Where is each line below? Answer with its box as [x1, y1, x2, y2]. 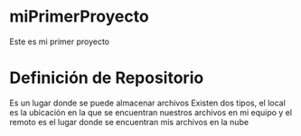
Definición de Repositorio [9, 68, 204, 88]
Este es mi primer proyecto [9, 36, 110, 47]
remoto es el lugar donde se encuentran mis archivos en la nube [9, 116, 249, 127]
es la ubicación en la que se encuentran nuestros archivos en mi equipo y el [9, 106, 292, 118]
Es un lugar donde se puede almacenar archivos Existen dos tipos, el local [9, 97, 287, 108]
